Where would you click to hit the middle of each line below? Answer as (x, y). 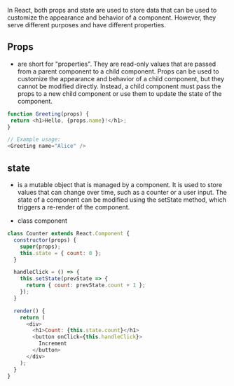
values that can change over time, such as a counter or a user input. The (122, 192)
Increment (53, 344)
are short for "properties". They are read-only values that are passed (117, 64)
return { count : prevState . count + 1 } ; (85, 285)
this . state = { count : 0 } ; (61, 253)
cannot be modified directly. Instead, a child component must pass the (119, 86)
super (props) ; (40, 247)
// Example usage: (34, 139)
